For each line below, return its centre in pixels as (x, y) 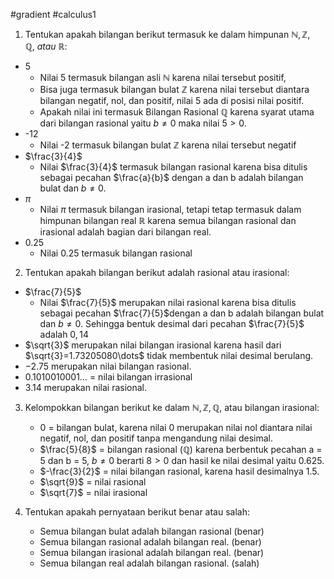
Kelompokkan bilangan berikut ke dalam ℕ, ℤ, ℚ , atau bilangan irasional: (172, 407)
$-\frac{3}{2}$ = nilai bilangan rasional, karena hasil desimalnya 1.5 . (179, 471)
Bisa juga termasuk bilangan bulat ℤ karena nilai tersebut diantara (174, 89)
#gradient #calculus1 (53, 14)
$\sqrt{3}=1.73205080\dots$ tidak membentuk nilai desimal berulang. (169, 355)
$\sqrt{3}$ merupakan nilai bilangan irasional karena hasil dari (153, 345)
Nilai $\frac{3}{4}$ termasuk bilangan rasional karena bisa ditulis (173, 167)
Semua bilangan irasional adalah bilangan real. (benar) (152, 552)
